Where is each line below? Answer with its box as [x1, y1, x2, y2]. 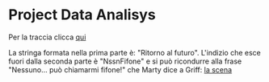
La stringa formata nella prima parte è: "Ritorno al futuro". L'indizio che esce [8, 47, 261, 57]
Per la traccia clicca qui [8, 32, 86, 42]
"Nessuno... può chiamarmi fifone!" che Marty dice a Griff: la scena [8, 64, 233, 74]
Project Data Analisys [8, 6, 156, 24]
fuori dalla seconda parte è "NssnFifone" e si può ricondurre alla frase [8, 56, 242, 66]
